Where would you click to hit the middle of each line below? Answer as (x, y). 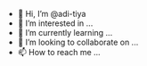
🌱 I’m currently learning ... (65, 33)
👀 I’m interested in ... (55, 23)
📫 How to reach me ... (59, 52)
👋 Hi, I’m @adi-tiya (52, 14)
